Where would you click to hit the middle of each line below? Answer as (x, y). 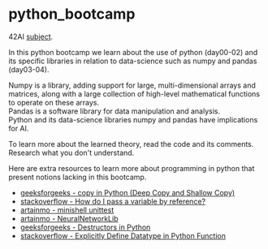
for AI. (19, 128)
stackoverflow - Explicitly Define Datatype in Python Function (123, 235)
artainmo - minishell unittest (67, 210)
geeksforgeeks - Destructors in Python (85, 227)
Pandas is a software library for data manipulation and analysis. (115, 111)
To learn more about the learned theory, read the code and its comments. (131, 144)
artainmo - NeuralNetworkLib (69, 218)
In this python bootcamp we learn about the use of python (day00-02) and (133, 52)
